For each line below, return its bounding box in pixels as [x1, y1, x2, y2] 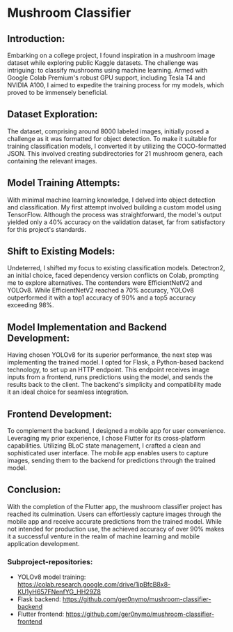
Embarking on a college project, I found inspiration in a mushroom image [7, 51, 216, 59]
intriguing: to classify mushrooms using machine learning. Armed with [7, 66, 208, 74]
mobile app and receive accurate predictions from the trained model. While [7, 517, 223, 525]
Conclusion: [7, 484, 61, 496]
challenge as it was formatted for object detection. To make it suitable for [7, 134, 217, 142]
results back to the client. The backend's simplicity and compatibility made [7, 381, 222, 389]
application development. [7, 539, 80, 548]
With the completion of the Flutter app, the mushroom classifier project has [7, 502, 223, 510]
